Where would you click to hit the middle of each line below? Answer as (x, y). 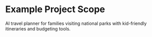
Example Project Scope (55, 9)
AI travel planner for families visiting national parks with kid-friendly (76, 23)
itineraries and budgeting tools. (38, 28)
